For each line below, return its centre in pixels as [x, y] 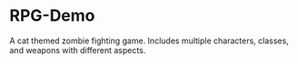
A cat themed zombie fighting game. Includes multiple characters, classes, [149, 41]
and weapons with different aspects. [78, 50]
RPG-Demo [52, 16]
